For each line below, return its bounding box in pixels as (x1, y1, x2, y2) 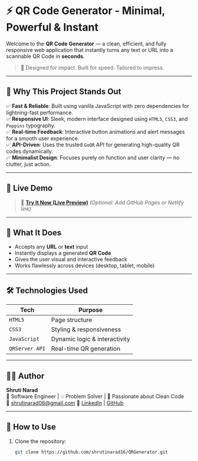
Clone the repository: (14, 437, 67, 444)
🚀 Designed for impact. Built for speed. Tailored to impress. (20, 64, 164, 71)
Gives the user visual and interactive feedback (14, 256, 128, 263)
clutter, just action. (6, 160, 51, 167)
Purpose (78, 306, 103, 314)
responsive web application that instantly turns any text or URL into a (6, 46, 174, 53)
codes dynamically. (6, 147, 53, 154)
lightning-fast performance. (6, 109, 74, 116)
